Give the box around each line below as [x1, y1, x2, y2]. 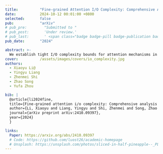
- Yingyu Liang [9, 70, 40, 75]
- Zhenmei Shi [9, 75, 38, 80]
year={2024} [9, 115, 34, 120]
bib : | [5, 92, 18, 97]
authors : [5, 61, 23, 66]
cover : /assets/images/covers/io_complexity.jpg [5, 56, 125, 61]
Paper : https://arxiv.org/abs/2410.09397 [9, 133, 95, 137]
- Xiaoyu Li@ [9, 66, 36, 70]
